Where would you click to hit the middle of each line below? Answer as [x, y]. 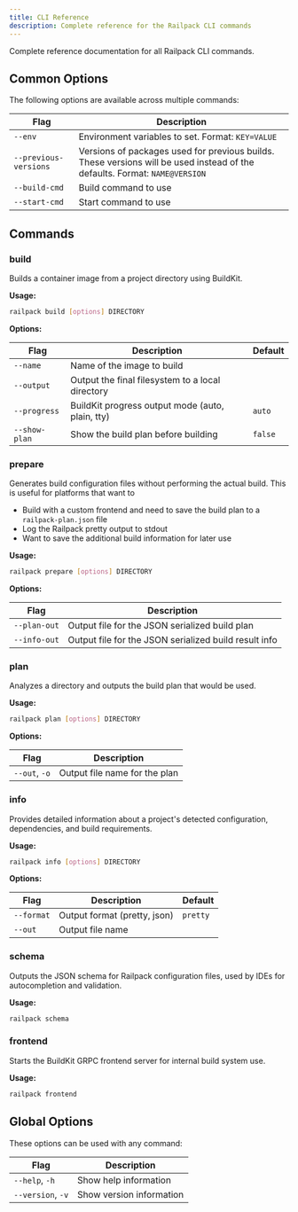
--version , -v [41, 1194]
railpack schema [39, 1019]
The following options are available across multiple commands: [124, 100]
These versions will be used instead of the [166, 162]
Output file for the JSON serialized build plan [161, 626]
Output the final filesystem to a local [145, 379]
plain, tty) [90, 416]
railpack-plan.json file [65, 520]
